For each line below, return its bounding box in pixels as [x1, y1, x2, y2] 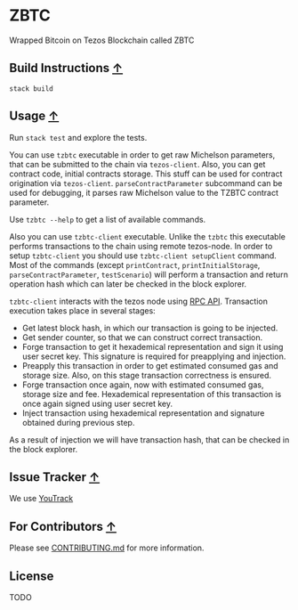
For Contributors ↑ [9, 518, 117, 534]
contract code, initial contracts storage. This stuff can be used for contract [9, 168, 283, 179]
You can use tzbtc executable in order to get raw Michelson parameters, [9, 149, 276, 160]
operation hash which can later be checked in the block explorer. [9, 278, 247, 289]
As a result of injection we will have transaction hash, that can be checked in [9, 434, 290, 445]
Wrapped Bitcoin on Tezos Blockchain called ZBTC [9, 35, 195, 45]
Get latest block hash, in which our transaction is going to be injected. [21, 322, 278, 333]
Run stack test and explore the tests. [9, 132, 148, 142]
